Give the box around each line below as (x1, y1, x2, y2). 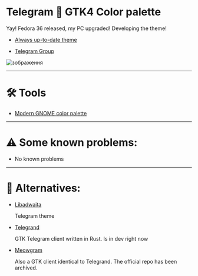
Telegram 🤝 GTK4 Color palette (6, 5, 161, 19)
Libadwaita (14, 201, 42, 208)
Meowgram (14, 247, 42, 254)
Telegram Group (14, 47, 55, 55)
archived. (14, 264, 38, 271)
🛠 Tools (6, 87, 47, 99)
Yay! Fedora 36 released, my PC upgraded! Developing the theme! (6, 25, 167, 32)
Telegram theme (14, 212, 55, 220)
